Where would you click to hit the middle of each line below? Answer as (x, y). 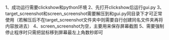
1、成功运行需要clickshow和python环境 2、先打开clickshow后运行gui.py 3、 (85, 7)
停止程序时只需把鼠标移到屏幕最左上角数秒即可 (54, 32)
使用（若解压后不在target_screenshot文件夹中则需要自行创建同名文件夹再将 (84, 20)
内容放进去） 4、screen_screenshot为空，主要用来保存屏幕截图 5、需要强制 (85, 26)
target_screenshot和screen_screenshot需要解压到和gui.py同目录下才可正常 (84, 13)
